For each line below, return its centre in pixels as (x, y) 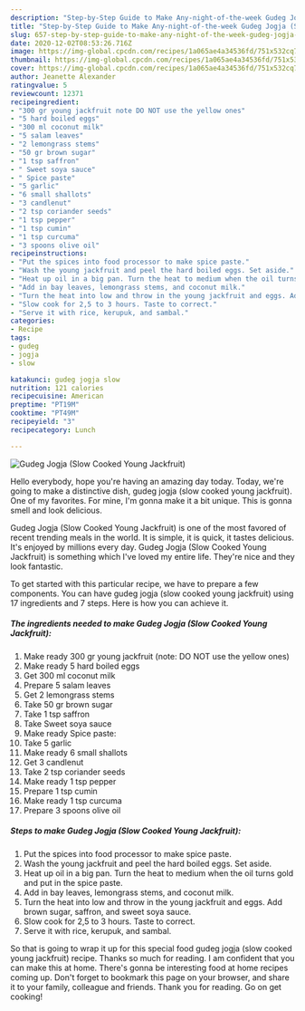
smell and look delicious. (56, 510)
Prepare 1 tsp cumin (60, 791)
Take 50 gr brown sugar (68, 704)
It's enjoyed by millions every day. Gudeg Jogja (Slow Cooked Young (138, 547)
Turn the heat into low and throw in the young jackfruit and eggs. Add (153, 901)
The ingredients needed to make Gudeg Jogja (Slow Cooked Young (139, 624)
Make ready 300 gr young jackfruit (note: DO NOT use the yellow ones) (157, 656)
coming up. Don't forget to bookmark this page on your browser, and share (150, 977)
